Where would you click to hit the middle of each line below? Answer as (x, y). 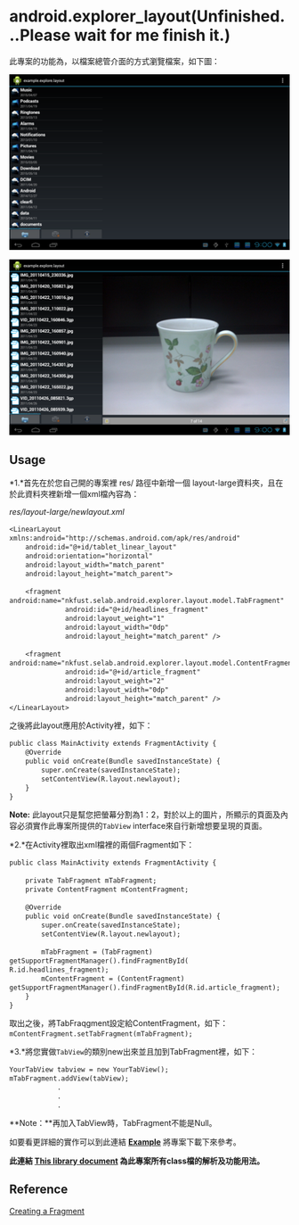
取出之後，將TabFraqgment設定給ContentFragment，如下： (119, 1022)
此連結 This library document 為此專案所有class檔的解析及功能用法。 (137, 1161)
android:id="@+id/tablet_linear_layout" (101, 547)
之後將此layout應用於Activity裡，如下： (81, 725)
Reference (39, 1190)
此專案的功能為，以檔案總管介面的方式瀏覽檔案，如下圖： (114, 61)
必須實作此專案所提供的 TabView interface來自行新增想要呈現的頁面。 (141, 825)
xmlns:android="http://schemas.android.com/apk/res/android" (125, 538)
